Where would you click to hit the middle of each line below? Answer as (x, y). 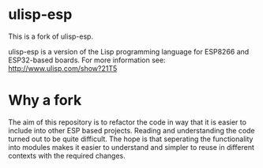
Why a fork (45, 101)
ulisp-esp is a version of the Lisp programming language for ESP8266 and (129, 51)
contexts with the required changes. (67, 155)
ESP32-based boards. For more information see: (87, 60)
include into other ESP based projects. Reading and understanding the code (131, 130)
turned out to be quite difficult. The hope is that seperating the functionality (131, 139)
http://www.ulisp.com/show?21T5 (63, 68)
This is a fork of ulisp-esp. (51, 36)
